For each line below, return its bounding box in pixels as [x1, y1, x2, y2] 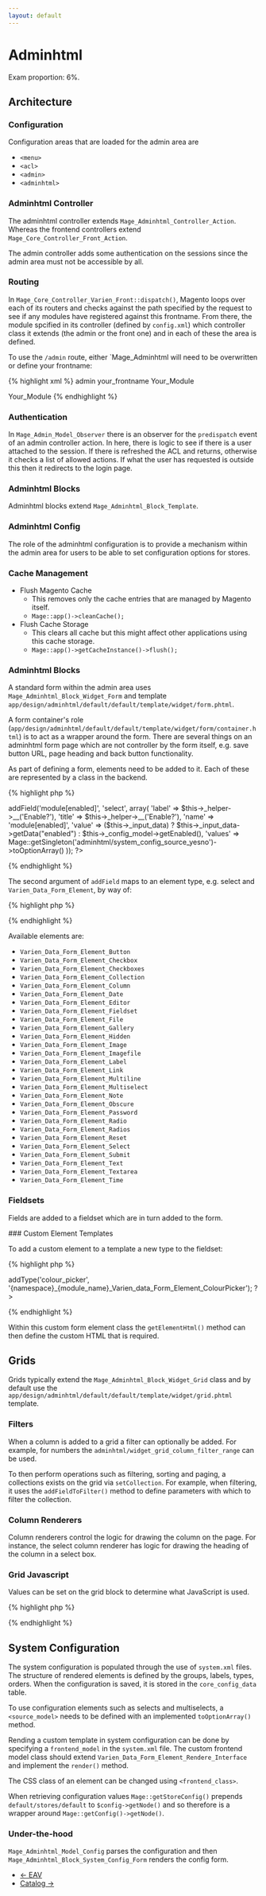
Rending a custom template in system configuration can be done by [8, 1735, 229, 1745]
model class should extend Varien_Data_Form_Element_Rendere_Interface [8, 1752, 248, 1762]
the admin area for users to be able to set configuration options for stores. [8, 547, 251, 557]
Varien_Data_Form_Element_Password [19, 1109, 138, 1117]
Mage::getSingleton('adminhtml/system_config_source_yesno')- [8, 837, 217, 847]
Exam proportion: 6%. [8, 72, 80, 82]
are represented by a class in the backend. [8, 773, 148, 782]
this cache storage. [31, 637, 95, 646]
